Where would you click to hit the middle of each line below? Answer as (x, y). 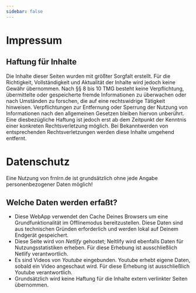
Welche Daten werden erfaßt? (62, 202)
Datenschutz (38, 162)
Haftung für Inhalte (42, 62)
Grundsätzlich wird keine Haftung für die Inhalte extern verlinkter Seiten (101, 279)
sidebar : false (25, 11)
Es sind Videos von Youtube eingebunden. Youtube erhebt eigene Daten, (102, 260)
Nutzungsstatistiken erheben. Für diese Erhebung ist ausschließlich (96, 248)
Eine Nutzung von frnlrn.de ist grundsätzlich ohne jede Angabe (82, 178)
